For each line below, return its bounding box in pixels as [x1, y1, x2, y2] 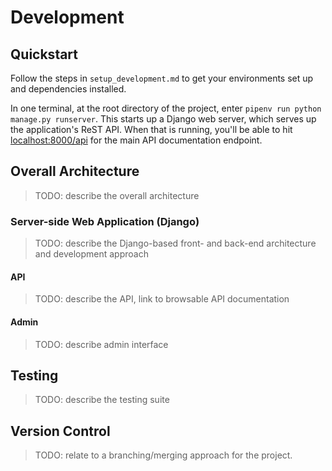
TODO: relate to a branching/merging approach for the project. [34, 449, 293, 461]
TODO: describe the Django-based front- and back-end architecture [34, 237, 317, 250]
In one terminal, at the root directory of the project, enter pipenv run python [10, 102, 322, 114]
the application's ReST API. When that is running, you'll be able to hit [10, 124, 293, 135]
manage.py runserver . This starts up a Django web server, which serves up [10, 113, 317, 125]
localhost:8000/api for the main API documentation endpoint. [10, 134, 263, 146]
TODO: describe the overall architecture [34, 189, 200, 201]
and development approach [34, 248, 149, 260]
